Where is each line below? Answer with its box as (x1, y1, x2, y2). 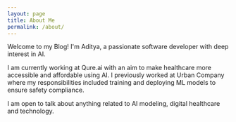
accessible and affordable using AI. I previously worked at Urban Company (7, 71, 225, 79)
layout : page (7, 10, 46, 18)
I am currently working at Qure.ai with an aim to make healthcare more (7, 64, 212, 72)
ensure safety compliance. (7, 86, 85, 95)
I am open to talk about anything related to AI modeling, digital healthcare (7, 100, 221, 108)
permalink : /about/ (7, 23, 65, 30)
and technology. (7, 107, 54, 116)
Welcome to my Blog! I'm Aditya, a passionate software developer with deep (7, 43, 229, 51)
